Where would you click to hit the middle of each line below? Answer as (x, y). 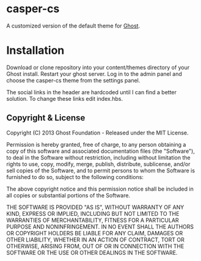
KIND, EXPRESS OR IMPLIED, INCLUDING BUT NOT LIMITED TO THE (93, 213)
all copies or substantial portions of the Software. (68, 195)
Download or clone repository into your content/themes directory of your (98, 67)
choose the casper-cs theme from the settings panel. (73, 80)
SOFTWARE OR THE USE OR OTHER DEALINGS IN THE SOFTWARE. (92, 252)
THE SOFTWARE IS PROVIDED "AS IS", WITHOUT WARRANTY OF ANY (95, 207)
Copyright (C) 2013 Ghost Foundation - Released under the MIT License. (97, 133)
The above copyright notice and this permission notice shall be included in (100, 189)
